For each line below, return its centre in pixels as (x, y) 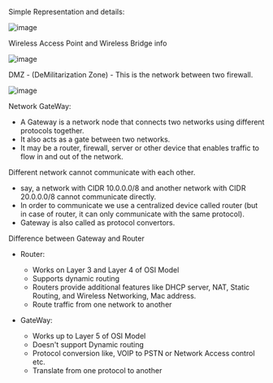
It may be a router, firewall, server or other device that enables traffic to (140, 148)
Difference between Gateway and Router (76, 238)
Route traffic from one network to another (102, 305)
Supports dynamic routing (76, 279)
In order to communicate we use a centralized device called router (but (139, 205)
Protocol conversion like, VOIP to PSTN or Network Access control (143, 353)
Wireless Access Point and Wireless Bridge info (88, 43)
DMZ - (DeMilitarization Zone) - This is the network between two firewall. (131, 75)
